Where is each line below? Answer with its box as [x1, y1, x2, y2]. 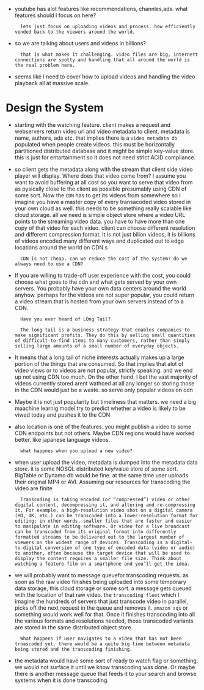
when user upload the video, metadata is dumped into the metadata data [14, 458, 198, 466]
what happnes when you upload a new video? [20, 447, 133, 454]
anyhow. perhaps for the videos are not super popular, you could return [14, 291, 195, 298]
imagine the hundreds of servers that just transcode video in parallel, [14, 597, 189, 605]
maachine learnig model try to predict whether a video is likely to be [14, 404, 186, 412]
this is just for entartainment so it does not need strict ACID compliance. [14, 153, 196, 161]
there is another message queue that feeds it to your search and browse [14, 670, 197, 677]
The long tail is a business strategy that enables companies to [20, 327, 190, 333]
